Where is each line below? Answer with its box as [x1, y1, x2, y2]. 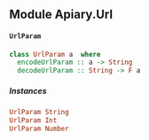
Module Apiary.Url [9, 7, 114, 22]
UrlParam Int [9, 116, 58, 125]
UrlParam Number [9, 124, 69, 133]
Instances [9, 85, 47, 96]
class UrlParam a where [9, 50, 101, 58]
